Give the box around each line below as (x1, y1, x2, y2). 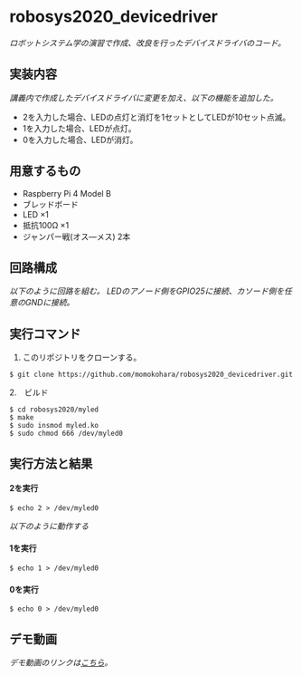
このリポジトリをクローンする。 (22, 352, 142, 363)
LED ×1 (22, 208, 50, 219)
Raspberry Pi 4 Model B (22, 188, 111, 198)
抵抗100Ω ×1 (22, 219, 70, 230)
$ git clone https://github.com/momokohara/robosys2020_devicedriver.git (9, 370, 294, 380)
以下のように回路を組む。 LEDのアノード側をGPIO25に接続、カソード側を (9, 285, 285, 296)
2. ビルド (9, 387, 49, 398)
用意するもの (9, 163, 81, 179)
